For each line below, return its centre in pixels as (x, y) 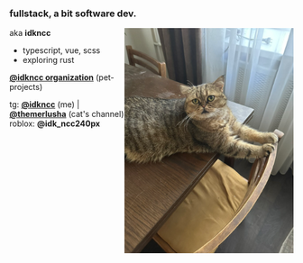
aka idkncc (30, 33)
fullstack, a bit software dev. (73, 14)
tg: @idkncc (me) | (45, 104)
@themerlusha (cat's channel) (67, 114)
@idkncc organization (52, 77)
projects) (26, 87)
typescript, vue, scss (61, 50)
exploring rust (48, 60)
